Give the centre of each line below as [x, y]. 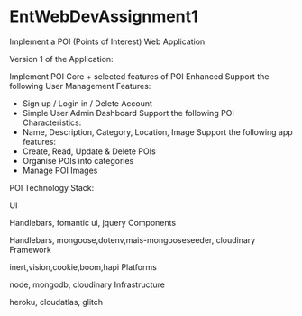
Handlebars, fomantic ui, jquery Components [93, 222]
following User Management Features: [80, 86]
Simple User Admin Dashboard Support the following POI [128, 113]
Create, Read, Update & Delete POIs [89, 151]
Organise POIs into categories [78, 160]
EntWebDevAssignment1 [104, 17]
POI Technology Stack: [52, 187]
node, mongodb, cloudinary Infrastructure [87, 284]
